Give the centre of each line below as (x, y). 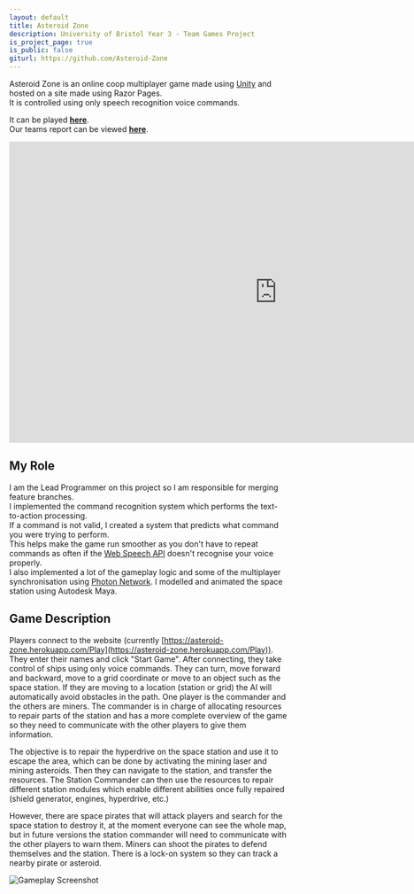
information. (31, 734)
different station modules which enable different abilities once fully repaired (147, 789)
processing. (65, 516)
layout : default (39, 17)
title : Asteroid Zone (49, 26)
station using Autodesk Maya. (63, 591)
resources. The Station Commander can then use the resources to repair (142, 780)
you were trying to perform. (59, 534)
